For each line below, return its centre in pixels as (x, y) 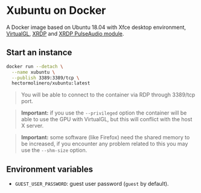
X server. (32, 126)
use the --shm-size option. (54, 150)
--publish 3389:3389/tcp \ (46, 78)
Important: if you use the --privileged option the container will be (104, 113)
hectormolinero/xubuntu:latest (51, 83)
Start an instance (39, 53)
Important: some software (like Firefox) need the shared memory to (105, 138)
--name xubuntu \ (33, 72)
